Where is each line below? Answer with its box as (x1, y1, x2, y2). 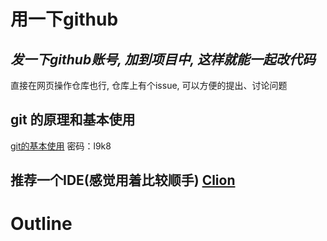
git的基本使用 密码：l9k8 (10, 140, 112, 152)
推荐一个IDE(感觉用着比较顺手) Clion (10, 172, 236, 189)
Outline (10, 213, 73, 235)
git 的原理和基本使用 (10, 111, 136, 129)
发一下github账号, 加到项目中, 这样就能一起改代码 (10, 51, 316, 68)
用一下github (10, 8, 119, 31)
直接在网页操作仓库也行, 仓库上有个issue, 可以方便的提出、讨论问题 (10, 80, 288, 91)
